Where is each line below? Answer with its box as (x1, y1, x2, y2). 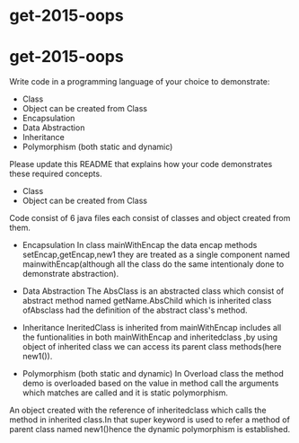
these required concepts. (9, 168, 102, 180)
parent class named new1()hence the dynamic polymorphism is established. (9, 424, 290, 435)
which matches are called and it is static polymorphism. (22, 387, 229, 398)
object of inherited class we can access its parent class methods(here (22, 341, 282, 352)
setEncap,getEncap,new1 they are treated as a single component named (22, 249, 290, 261)
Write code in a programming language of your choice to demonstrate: (9, 76, 270, 87)
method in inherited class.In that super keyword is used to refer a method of (9, 414, 290, 425)
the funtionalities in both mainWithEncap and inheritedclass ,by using (22, 332, 278, 342)
